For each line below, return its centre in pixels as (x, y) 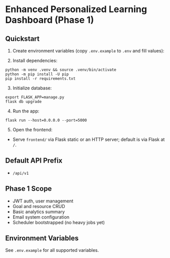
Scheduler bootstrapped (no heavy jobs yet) (59, 222)
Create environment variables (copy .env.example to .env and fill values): (88, 51)
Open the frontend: (32, 130)
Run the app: (26, 111)
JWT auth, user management (43, 201)
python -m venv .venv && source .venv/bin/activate (61, 70)
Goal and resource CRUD (39, 206)
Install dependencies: (35, 61)
